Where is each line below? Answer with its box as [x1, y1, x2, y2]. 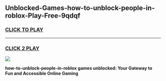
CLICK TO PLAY [5, 27, 43, 33]
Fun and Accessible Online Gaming [5, 70, 79, 76]
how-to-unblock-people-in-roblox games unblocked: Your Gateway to [5, 65, 152, 71]
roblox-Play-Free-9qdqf [5, 12, 81, 20]
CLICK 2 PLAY [5, 45, 40, 52]
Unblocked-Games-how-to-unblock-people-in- [5, 4, 155, 12]
